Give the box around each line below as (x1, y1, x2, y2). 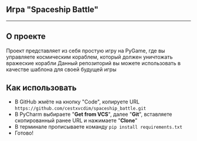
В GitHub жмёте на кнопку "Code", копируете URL (14, 98, 140, 105)
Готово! (14, 129, 34, 137)
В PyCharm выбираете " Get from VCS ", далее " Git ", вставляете (14, 111, 172, 118)
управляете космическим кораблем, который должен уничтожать (6, 53, 173, 61)
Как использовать (6, 83, 77, 93)
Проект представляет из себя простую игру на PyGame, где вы (6, 47, 165, 54)
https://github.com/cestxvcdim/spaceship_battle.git (14, 106, 147, 112)
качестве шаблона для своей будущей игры (6, 66, 117, 73)
